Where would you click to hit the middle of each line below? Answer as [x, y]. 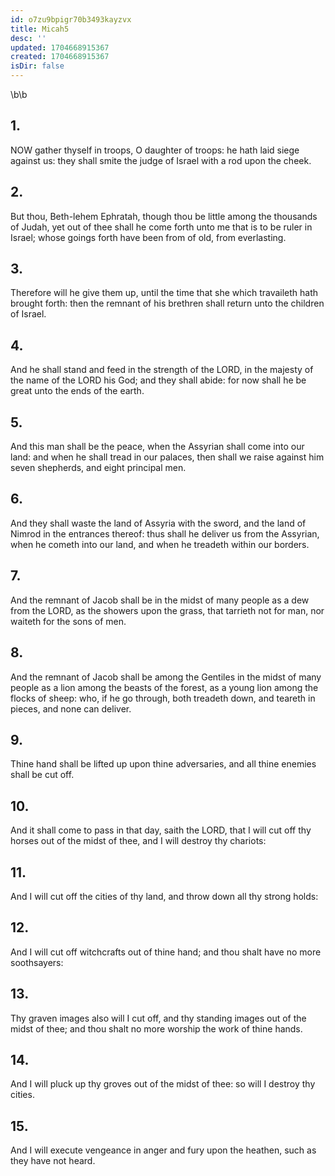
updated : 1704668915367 [60, 47]
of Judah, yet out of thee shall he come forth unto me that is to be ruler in [161, 227]
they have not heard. [53, 1161]
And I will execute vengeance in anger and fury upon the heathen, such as [163, 1150]
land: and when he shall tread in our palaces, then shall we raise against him [167, 457]
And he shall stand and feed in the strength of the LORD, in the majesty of [162, 370]
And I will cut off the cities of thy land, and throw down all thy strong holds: [164, 896]
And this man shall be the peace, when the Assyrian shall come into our [157, 447]
